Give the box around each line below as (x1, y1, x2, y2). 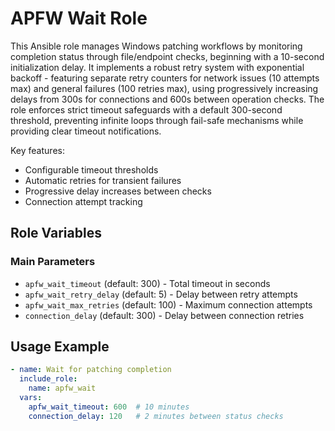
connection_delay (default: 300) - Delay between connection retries (24, 309, 305, 321)
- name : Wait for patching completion (10, 365, 172, 375)
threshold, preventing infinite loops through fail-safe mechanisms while (10, 114, 304, 126)
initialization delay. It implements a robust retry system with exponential (10, 61, 305, 73)
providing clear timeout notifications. (10, 125, 162, 137)
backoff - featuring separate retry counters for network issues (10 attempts (10, 72, 320, 84)
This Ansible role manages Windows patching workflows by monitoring (10, 40, 303, 52)
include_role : (19, 374, 78, 384)
